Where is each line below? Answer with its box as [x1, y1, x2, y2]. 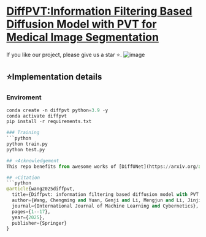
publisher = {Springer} [12, 220, 67, 226]
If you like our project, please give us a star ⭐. [6, 51, 123, 58]
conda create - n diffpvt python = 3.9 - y [6, 107, 109, 113]
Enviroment [6, 93, 42, 102]
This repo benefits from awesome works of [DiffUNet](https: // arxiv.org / [6, 164, 199, 170]
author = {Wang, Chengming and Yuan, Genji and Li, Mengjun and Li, [12, 197, 185, 203]
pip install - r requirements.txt [6, 118, 92, 125]
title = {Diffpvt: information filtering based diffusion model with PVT [12, 192, 199, 198]
